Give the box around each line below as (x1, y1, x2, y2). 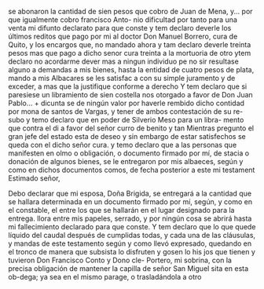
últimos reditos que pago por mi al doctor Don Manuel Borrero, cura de (8, 31, 238, 41)
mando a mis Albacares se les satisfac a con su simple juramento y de (8, 74, 236, 82)
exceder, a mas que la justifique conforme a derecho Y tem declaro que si (8, 82, 247, 91)
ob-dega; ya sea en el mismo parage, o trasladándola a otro (8, 273, 202, 281)
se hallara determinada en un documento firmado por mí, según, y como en (8, 197, 253, 207)
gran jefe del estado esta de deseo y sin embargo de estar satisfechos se (8, 132, 246, 141)
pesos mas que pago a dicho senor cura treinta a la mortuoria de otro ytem (8, 49, 251, 57)
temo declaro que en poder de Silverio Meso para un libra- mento (31, 115, 244, 124)
